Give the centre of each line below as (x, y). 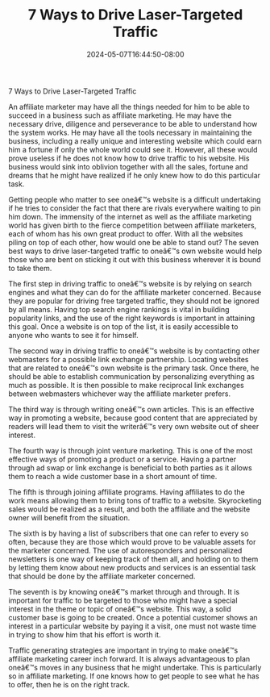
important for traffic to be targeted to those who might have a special (123, 600)
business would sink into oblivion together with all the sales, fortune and (128, 166)
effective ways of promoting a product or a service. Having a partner (122, 459)
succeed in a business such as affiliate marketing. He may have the (120, 115)
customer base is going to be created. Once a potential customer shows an (133, 617)
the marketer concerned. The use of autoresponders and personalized (125, 550)
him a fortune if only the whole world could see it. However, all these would (133, 149)
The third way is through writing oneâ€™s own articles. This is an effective (131, 409)
